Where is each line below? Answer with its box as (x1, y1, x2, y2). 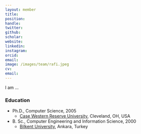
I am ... (5, 84, 19, 90)
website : (5, 39, 23, 44)
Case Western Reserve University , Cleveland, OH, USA (19, 113, 131, 119)
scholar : (5, 35, 23, 40)
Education (5, 97, 30, 104)
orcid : (5, 53, 19, 58)
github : (5, 30, 21, 35)
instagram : (5, 48, 28, 53)
